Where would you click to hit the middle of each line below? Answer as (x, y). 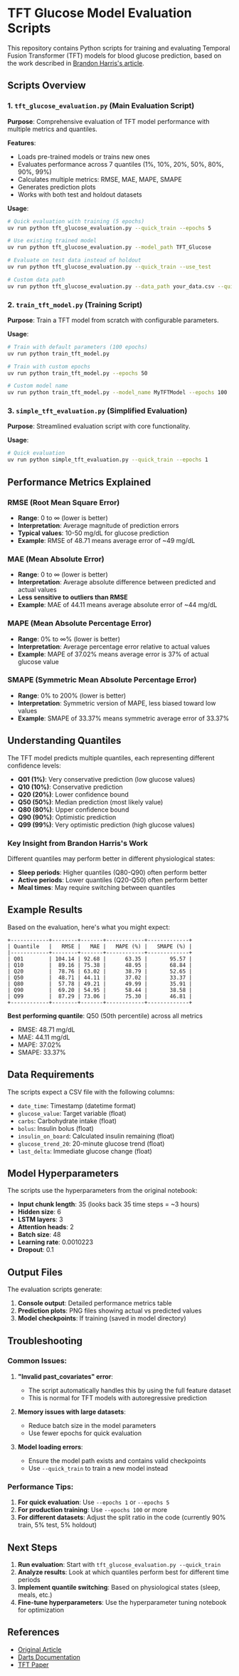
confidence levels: (34, 765)
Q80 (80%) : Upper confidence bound (73, 809)
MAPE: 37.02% (39, 1045)
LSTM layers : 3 (40, 1219)
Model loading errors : (50, 1447)
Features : (22, 143)
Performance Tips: (41, 1486)
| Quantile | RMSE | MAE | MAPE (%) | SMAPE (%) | (100, 946)
